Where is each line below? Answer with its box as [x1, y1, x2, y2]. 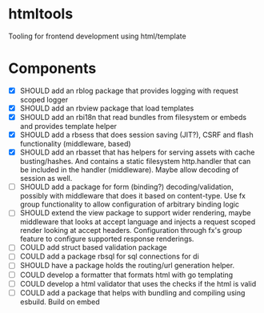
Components [8, 59, 97, 78]
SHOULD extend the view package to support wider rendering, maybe [19, 208, 251, 218]
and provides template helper [19, 122, 118, 131]
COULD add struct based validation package [19, 243, 168, 252]
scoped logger [19, 94, 69, 104]
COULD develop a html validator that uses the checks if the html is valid [19, 279, 257, 288]
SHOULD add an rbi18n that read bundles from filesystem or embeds [19, 113, 246, 122]
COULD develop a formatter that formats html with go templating [19, 270, 234, 279]
